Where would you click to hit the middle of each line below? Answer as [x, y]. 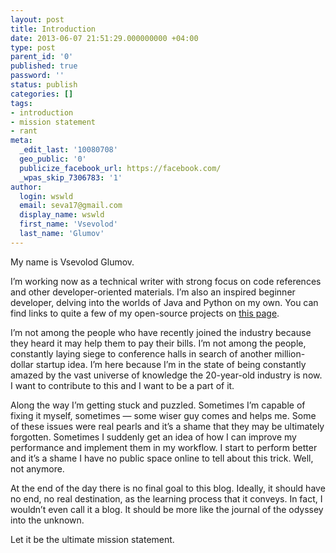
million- [290, 353]
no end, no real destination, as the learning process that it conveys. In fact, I [166, 498]
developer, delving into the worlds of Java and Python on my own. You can [164, 302]
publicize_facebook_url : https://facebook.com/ [120, 168]
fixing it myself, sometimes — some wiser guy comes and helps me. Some [163, 415]
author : [26, 187]
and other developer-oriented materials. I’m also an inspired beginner [153, 292]
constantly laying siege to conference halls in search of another [141, 353]
